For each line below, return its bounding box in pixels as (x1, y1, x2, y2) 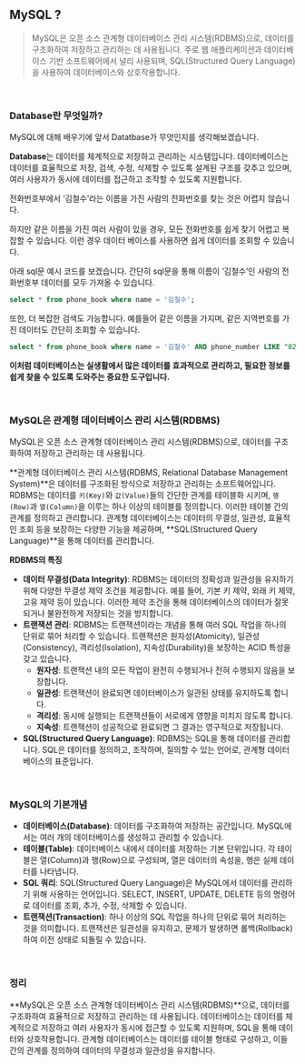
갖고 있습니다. (22, 654, 73, 665)
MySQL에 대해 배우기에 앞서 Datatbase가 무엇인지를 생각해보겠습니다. (9, 132, 260, 143)
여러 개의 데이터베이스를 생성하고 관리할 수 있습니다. (39, 832, 224, 843)
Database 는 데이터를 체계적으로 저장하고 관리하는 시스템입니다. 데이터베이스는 (9, 151, 289, 162)
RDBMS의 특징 (9, 555, 63, 566)
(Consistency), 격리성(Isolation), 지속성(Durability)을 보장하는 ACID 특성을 (22, 642, 291, 653)
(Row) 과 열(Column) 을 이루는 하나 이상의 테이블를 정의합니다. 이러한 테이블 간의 (9, 501, 289, 512)
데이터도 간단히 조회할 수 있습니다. (18, 324, 141, 335)
